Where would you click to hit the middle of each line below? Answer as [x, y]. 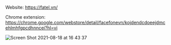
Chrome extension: [25, 17]
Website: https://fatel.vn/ [32, 7]
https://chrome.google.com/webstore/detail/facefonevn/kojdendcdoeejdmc [85, 22]
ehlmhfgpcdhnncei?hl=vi [32, 28]
